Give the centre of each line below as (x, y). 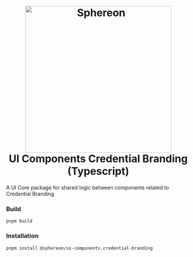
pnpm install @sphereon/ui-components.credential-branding (80, 248)
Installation (23, 236)
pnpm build (19, 221)
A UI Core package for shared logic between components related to (88, 187)
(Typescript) (98, 171)
